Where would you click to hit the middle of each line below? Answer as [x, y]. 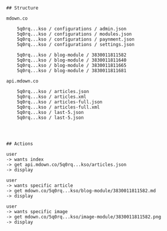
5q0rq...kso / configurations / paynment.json [76, 39]
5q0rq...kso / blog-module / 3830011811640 [72, 60]
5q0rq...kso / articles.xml [52, 97]
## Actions [20, 144]
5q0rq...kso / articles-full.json [60, 102]
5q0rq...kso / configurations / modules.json [75, 34]
